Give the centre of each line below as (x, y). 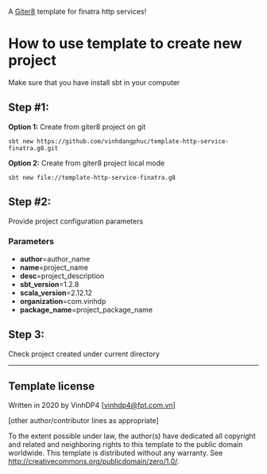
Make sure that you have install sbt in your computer (94, 82)
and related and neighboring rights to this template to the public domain (126, 445)
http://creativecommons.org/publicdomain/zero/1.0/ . (94, 461)
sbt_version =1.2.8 (49, 284)
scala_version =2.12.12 (56, 293)
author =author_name (55, 258)
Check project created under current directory (84, 354)
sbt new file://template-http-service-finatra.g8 (92, 177)
